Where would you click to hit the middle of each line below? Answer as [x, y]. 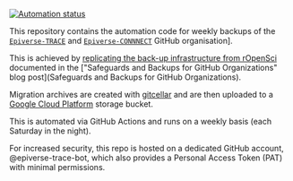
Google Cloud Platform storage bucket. [82, 104]
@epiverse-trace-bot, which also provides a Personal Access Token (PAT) [146, 158]
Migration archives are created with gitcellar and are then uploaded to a [141, 95]
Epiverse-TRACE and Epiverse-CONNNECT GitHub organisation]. [121, 41]
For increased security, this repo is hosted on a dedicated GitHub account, [146, 148]
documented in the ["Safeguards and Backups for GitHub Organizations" [143, 68]
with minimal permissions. [57, 167]
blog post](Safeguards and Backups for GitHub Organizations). [125, 77]
